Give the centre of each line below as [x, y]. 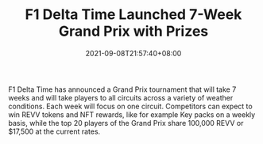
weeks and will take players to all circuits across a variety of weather [121, 97]
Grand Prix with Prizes [133, 31]
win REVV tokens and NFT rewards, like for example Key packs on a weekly [132, 114]
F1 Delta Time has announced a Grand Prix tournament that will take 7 [122, 89]
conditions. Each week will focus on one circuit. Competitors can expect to [130, 106]
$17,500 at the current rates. [54, 131]
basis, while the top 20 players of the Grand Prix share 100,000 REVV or [126, 123]
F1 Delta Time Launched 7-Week [133, 15]
